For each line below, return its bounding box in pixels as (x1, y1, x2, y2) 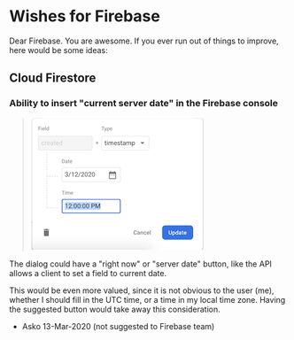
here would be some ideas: (9, 44, 108, 55)
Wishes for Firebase (9, 6, 161, 27)
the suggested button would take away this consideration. (9, 304, 221, 314)
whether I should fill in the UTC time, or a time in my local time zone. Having (9, 294, 286, 305)
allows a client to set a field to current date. (9, 267, 166, 278)
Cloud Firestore (9, 71, 97, 86)
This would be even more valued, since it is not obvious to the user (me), (9, 285, 275, 296)
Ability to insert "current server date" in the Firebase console (9, 97, 279, 110)
